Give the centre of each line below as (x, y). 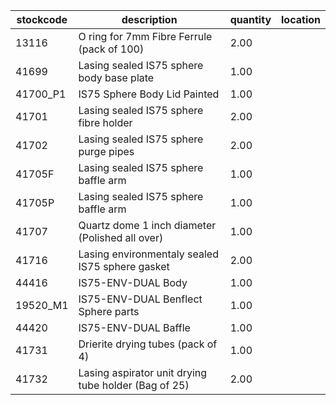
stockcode (42, 19)
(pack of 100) (111, 49)
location (301, 19)
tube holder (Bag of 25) (134, 385)
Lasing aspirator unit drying (143, 372)
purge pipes (106, 151)
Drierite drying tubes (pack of (148, 344)
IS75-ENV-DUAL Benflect (140, 299)
